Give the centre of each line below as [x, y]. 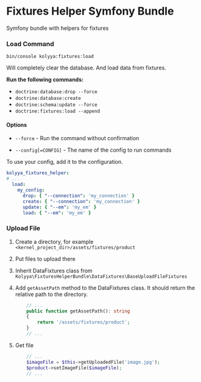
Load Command [30, 44]
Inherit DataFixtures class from [54, 271]
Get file [24, 345]
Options [17, 125]
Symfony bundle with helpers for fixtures [58, 28]
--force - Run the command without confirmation [77, 138]
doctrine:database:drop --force [56, 92]
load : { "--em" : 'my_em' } [57, 213]
